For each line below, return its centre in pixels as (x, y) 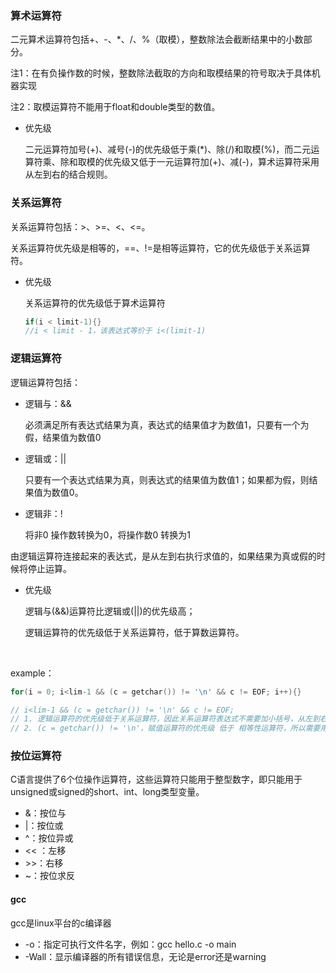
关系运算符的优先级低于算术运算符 (95, 303)
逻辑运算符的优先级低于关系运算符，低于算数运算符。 (134, 632)
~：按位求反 (50, 876)
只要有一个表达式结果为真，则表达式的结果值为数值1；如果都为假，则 (167, 479)
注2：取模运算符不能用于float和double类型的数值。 (115, 107)
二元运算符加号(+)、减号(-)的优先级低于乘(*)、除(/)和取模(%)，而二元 (168, 149)
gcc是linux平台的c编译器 (61, 923)
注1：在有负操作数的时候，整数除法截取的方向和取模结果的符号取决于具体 (161, 73)
